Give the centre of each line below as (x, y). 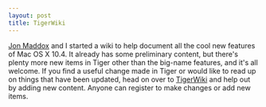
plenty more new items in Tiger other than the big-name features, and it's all (133, 62)
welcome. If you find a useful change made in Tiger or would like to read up (132, 71)
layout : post (30, 15)
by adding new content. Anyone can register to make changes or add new (129, 87)
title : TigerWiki (37, 23)
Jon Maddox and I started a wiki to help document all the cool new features (132, 45)
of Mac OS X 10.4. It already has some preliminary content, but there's (123, 54)
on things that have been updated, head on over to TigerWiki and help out (129, 79)
